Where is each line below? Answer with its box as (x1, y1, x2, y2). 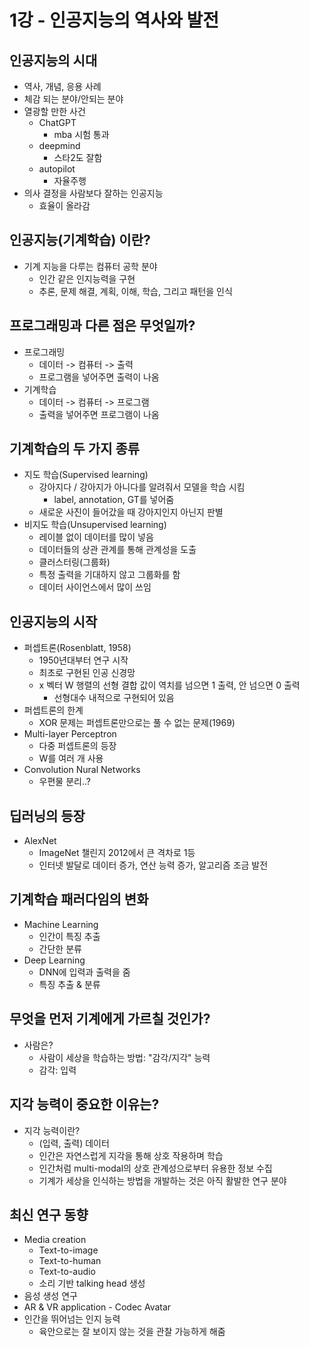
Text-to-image (38, 1244, 99, 1256)
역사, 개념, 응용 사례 (23, 81, 102, 92)
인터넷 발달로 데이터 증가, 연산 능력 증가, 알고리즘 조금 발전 (38, 859, 269, 871)
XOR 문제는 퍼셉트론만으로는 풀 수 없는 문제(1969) (38, 717, 236, 729)
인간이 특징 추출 (38, 930, 101, 942)
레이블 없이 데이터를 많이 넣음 (38, 531, 154, 543)
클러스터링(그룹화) (38, 556, 111, 568)
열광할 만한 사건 (23, 106, 86, 117)
